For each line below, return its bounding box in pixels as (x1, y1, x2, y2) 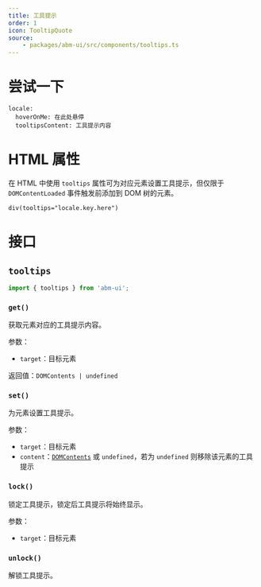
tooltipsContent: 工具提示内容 (15, 122, 112, 130)
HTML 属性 (8, 150, 81, 169)
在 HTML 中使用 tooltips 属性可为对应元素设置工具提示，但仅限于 (8, 178, 225, 188)
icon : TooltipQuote (8, 26, 73, 34)
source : (8, 33, 34, 42)
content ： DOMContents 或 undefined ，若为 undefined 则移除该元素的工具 (19, 452, 254, 461)
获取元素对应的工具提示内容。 (8, 320, 106, 330)
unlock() (8, 554, 42, 562)
